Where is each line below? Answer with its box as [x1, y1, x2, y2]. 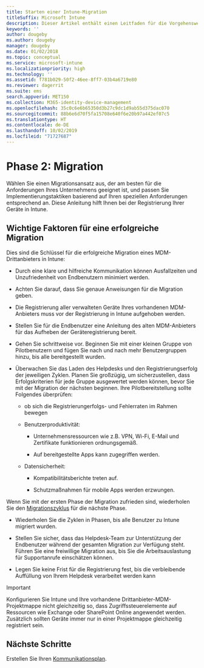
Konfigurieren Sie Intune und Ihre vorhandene [6, 596, 121, 603]
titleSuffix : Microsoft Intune [6, 15, 86, 21]
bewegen [24, 409, 48, 416]
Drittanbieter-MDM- [121, 596, 172, 603]
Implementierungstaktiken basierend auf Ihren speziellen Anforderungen [6, 192, 188, 200]
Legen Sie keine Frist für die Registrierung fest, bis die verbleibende [15, 565, 185, 572]
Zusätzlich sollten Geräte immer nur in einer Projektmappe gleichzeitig [6, 615, 182, 622]
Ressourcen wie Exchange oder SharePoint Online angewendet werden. [6, 608, 186, 616]
